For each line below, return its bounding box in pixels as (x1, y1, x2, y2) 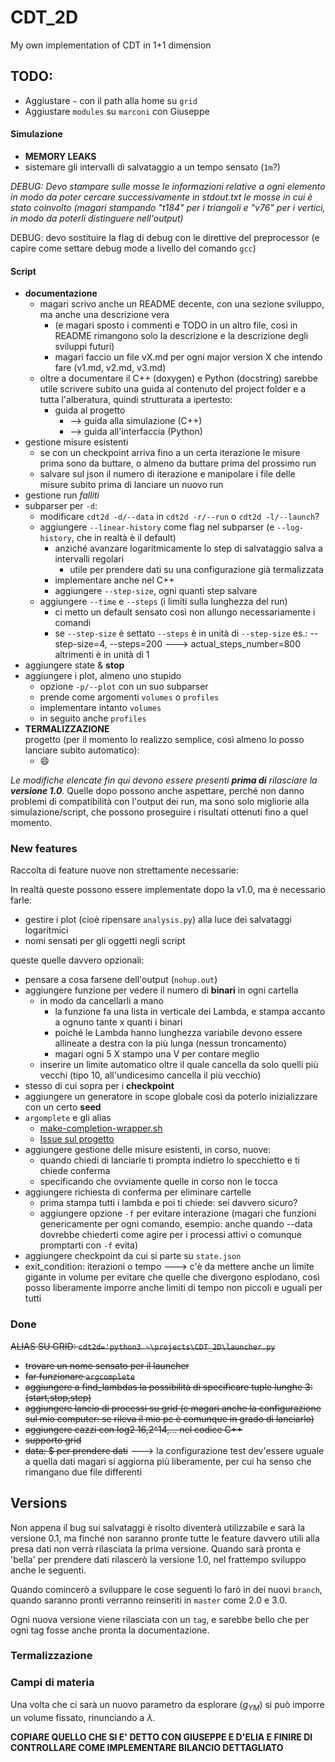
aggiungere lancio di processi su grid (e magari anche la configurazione (24, 1402, 322, 1414)
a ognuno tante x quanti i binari (54, 1016, 183, 1028)
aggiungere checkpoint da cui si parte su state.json (24, 1250, 242, 1262)
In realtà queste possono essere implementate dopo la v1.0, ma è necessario (10, 884, 327, 896)
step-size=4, (54, 638, 108, 650)
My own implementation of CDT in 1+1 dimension (10, 39, 212, 51)
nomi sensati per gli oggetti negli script (24, 935, 186, 947)
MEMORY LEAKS (24, 150, 97, 162)
